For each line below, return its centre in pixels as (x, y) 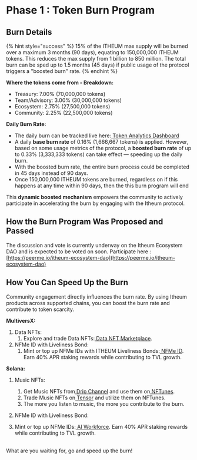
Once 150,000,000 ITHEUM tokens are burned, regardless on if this (96, 179)
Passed (20, 231)
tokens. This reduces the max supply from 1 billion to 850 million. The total (96, 59)
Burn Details (29, 32)
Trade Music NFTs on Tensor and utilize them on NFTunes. (94, 398)
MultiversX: (21, 320)
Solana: (16, 368)
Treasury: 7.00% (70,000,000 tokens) (60, 94)
